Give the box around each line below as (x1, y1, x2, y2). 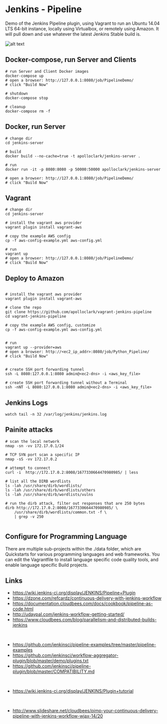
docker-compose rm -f (5, 109, 51, 114)
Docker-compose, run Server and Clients (5, 56, 137, 64)
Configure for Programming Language (5, 532, 127, 541)
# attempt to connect (5, 465, 51, 471)
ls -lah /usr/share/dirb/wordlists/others (5, 487, 96, 492)
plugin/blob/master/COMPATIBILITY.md (12, 668, 95, 674)
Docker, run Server (5, 122, 66, 131)
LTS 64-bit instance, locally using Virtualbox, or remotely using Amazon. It (5, 25, 159, 31)
